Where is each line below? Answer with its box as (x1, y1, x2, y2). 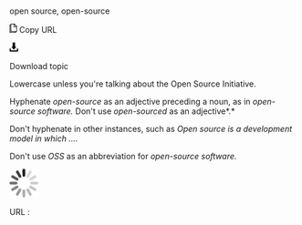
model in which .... (9, 133, 78, 144)
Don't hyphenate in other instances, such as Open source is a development (9, 124, 293, 135)
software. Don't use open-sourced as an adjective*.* (37, 106, 235, 117)
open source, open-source (9, 5, 110, 16)
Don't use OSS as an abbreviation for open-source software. (9, 151, 237, 162)
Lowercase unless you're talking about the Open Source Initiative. (9, 78, 257, 89)
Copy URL (18, 25, 57, 36)
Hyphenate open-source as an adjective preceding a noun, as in (9, 97, 251, 107)
